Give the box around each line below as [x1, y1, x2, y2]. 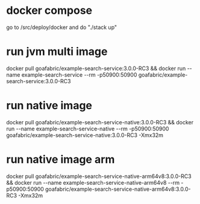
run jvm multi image [6, 45, 108, 59]
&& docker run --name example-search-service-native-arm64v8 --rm [6, 179, 180, 186]
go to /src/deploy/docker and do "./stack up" [6, 24, 117, 31]
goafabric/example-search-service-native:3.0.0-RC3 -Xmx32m [6, 131, 164, 139]
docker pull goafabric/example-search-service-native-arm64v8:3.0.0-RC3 [6, 173, 192, 180]
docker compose [6, 4, 93, 18]
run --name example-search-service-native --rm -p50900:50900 [6, 125, 169, 132]
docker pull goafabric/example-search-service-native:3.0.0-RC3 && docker [6, 118, 194, 126]
